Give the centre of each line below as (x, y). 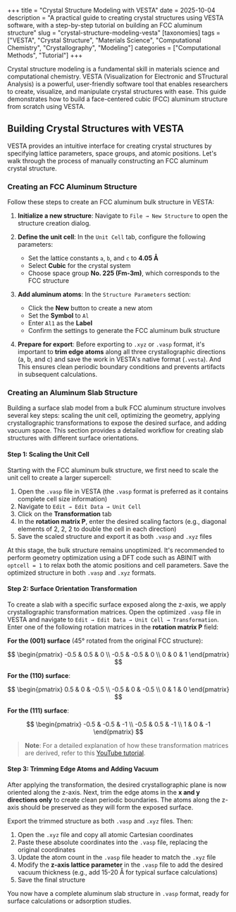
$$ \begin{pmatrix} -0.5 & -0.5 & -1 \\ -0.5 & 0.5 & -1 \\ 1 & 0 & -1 (118, 724)
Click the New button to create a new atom (90, 308)
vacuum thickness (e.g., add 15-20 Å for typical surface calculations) (118, 872)
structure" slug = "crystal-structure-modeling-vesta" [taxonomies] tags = (114, 33)
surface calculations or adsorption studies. (69, 901)
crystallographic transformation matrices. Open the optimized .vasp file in (114, 612)
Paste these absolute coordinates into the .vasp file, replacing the (112, 842)
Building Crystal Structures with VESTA (96, 129)
